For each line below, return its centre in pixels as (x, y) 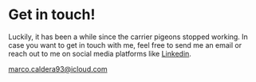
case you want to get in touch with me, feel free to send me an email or (125, 45)
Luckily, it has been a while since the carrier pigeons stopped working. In (128, 37)
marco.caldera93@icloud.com (58, 68)
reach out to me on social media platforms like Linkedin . (100, 53)
